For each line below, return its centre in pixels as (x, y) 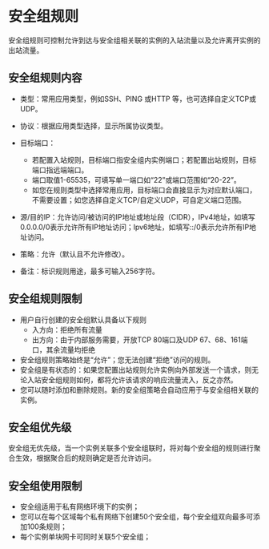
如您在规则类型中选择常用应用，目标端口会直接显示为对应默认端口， (144, 190)
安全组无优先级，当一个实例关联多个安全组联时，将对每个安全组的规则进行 (131, 448)
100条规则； (47, 527)
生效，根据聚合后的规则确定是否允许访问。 (85, 458)
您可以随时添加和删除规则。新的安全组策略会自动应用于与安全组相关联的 (139, 390)
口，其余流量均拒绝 (64, 349)
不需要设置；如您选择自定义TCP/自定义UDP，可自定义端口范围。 (139, 200)
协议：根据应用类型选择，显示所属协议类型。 (94, 126)
